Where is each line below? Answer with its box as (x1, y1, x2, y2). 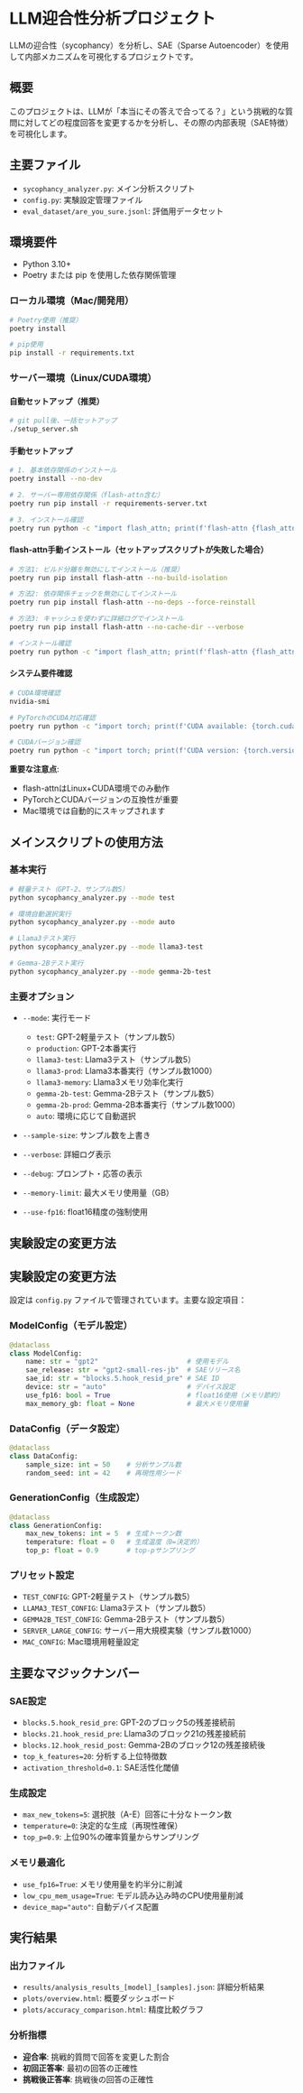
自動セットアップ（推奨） (9, 395, 105, 406)
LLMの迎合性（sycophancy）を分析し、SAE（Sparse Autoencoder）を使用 (9, 40, 289, 51)
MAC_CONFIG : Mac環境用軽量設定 (22, 1636, 140, 1647)
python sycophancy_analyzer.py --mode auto (9, 918, 176, 927)
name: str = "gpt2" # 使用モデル (25, 1357, 229, 1366)
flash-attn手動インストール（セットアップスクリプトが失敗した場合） (9, 544, 269, 555)
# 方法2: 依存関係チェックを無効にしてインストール (9, 589, 178, 598)
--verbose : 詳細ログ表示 (22, 1149, 112, 1160)
